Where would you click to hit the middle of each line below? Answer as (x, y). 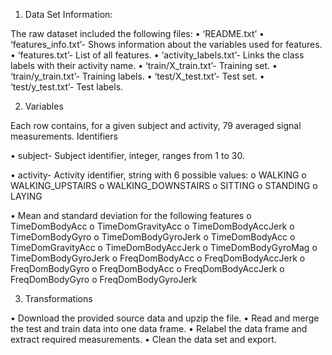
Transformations (58, 298)
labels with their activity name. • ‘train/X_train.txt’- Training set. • (144, 65)
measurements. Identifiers (64, 136)
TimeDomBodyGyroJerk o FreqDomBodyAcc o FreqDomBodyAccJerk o (158, 258)
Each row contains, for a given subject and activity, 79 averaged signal (156, 125)
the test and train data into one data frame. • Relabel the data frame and (159, 328)
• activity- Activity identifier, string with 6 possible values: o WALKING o (158, 175)
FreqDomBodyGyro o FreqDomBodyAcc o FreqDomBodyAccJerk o (147, 268)
